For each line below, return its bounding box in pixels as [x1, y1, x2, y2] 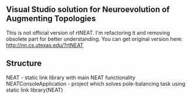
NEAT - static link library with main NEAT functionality [6, 74, 136, 81]
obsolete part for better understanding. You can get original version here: [6, 35, 183, 43]
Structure [6, 58, 42, 69]
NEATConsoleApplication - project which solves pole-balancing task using [6, 80, 186, 87]
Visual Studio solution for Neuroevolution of [6, 5, 170, 15]
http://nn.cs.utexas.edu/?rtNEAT [6, 41, 84, 48]
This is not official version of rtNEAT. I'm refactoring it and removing [6, 29, 170, 36]
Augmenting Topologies [6, 14, 96, 24]
